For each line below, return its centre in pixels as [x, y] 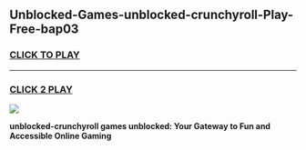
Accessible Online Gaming [61, 135]
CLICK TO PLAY [45, 55]
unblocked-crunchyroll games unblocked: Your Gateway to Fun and [140, 125]
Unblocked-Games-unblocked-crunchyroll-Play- [152, 15]
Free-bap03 [44, 30]
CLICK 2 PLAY [41, 89]
